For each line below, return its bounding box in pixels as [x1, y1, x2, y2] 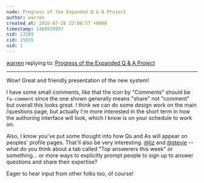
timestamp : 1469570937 [6, 25, 64, 32]
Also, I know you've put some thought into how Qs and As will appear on [6, 132, 188, 139]
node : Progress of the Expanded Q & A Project [6, 8, 126, 15]
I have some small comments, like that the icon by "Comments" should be [6, 88, 191, 96]
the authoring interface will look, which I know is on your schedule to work [6, 114, 192, 121]
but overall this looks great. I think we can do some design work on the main [6, 101, 197, 108]
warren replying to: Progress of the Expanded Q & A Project [6, 59, 155, 67]
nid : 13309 [6, 32, 34, 38]
